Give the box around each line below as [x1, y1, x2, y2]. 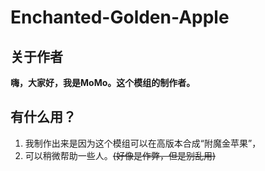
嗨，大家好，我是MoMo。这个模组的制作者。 [10, 77, 196, 88]
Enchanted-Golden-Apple [10, 6, 230, 29]
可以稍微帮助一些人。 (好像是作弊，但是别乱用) [24, 149, 217, 161]
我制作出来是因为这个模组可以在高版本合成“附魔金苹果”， [24, 137, 262, 149]
